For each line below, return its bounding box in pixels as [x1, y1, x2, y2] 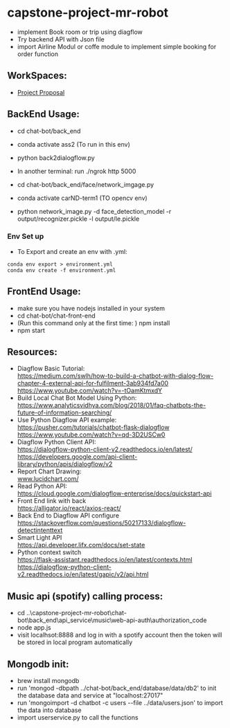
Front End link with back [17, 497, 87, 505]
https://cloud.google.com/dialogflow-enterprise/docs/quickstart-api [17, 489, 212, 498]
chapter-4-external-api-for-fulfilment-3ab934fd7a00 [17, 379, 168, 388]
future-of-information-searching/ [17, 408, 112, 417]
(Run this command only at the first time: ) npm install [17, 318, 170, 327]
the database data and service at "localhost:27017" [17, 691, 163, 700]
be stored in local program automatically [17, 638, 133, 646]
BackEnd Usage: [7, 109, 80, 120]
